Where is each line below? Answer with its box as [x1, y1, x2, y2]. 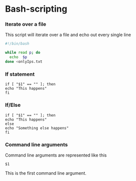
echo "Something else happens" [5, 125, 69, 130]
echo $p [9, 55, 27, 60]
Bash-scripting [5, 3, 68, 15]
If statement [5, 71, 35, 78]
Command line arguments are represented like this [5, 152, 107, 158]
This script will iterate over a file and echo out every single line [5, 32, 131, 38]
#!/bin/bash [5, 41, 29, 46]
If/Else [5, 101, 21, 108]
